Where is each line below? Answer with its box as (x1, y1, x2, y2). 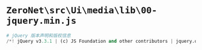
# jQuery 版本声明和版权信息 (6, 32, 71, 39)
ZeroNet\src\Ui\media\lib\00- (6, 5, 158, 16)
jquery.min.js (6, 15, 77, 27)
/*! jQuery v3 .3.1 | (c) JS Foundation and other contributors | (6, 38, 173, 44)
